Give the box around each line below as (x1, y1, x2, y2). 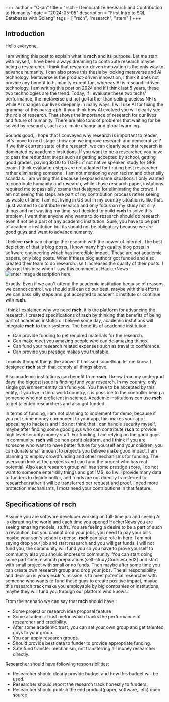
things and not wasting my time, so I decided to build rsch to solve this (5, 207, 152, 214)
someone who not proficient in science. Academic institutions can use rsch (5, 395, 162, 401)
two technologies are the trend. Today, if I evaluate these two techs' (5, 90, 146, 96)
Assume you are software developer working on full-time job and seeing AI (5, 513, 161, 519)
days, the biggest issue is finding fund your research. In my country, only (5, 379, 157, 385)
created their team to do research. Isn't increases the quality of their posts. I (5, 260, 163, 266)
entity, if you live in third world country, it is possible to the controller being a (5, 389, 164, 395)
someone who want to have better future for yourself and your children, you (5, 442, 163, 448)
